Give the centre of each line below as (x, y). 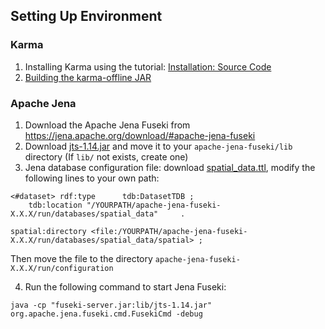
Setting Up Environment (86, 16)
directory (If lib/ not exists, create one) (106, 156)
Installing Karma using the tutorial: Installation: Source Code (148, 66)
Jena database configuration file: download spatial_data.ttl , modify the (170, 167)
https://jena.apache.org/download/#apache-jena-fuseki (140, 135)
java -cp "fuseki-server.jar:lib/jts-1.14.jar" (111, 305)
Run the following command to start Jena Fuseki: (125, 286)
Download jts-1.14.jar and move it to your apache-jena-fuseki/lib (158, 146)
